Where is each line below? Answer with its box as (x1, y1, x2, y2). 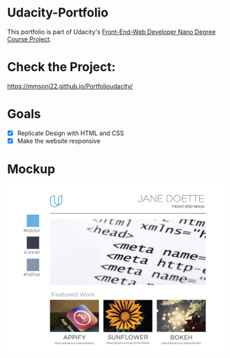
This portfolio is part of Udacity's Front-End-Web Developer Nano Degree (7, 28, 216, 36)
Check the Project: (7, 59, 116, 75)
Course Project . (7, 34, 52, 43)
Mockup (7, 161, 56, 177)
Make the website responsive (17, 137, 101, 145)
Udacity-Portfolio (7, 5, 109, 21)
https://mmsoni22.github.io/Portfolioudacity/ (7, 81, 133, 90)
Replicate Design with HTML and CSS (17, 129, 124, 137)
